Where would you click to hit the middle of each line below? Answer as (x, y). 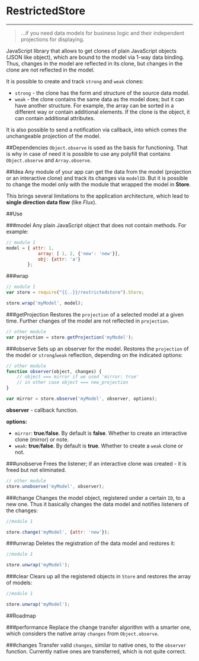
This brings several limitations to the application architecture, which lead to (98, 196)
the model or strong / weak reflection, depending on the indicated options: (94, 355)
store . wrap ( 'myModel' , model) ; (45, 303)
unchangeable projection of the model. (54, 136)
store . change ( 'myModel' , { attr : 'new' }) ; (58, 532)
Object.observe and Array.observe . (49, 160)
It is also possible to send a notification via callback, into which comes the (97, 130)
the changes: (22, 510)
